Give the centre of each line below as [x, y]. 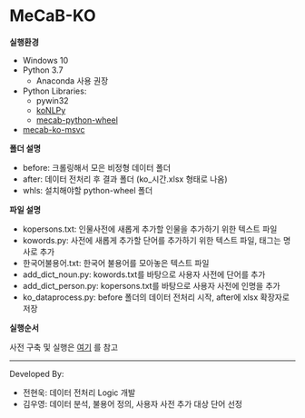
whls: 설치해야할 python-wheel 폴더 [88, 190]
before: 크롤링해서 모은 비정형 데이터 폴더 [96, 167]
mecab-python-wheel [77, 120]
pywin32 [53, 100]
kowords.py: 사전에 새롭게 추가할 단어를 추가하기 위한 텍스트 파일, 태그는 [152, 240]
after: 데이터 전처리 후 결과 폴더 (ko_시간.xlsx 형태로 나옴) [125, 179]
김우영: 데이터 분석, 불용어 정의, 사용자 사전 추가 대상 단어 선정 [133, 403]
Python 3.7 [43, 70]
